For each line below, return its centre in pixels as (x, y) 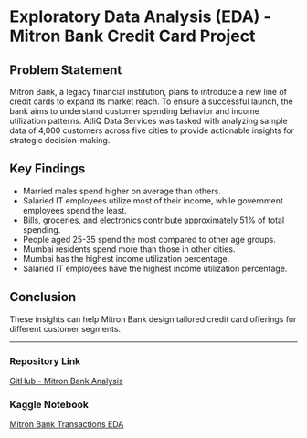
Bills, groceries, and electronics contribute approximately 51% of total (153, 220)
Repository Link (45, 360)
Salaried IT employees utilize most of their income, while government (153, 200)
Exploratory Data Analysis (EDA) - (140, 17)
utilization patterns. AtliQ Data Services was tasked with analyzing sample (148, 121)
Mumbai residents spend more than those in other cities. (129, 249)
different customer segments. (65, 328)
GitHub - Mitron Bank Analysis (66, 381)
